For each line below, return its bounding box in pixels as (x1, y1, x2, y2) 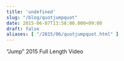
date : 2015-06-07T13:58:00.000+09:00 (6, 20, 103, 26)
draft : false (6, 25, 40, 32)
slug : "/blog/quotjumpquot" (6, 14, 78, 21)
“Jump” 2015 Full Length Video (6, 48, 84, 55)
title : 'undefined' (6, 8, 56, 15)
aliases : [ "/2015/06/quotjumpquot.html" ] (6, 31, 119, 37)
